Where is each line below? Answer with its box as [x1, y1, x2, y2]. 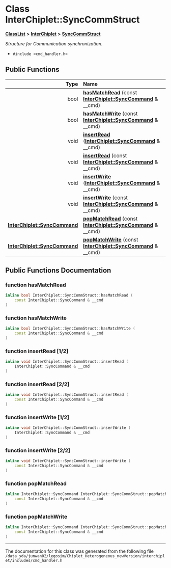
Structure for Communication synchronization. [5, 40, 103, 46]
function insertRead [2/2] [5, 381, 70, 388]
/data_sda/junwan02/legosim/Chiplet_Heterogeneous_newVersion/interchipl [5, 553, 165, 558]
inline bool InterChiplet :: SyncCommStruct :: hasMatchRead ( [5, 293, 133, 298]
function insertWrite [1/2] [5, 414, 70, 421]
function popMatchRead [5, 480, 67, 487]
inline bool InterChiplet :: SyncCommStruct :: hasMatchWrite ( [5, 326, 136, 331]
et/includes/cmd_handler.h [5, 558, 63, 563]
